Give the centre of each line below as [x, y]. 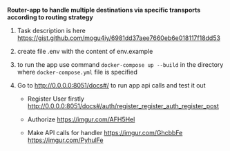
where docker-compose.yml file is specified [77, 72]
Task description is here [51, 31]
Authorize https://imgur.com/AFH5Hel [81, 119]
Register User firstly [56, 99]
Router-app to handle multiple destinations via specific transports [104, 10]
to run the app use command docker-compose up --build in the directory [120, 64]
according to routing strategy [50, 17]
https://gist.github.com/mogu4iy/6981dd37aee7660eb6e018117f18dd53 [119, 38]
